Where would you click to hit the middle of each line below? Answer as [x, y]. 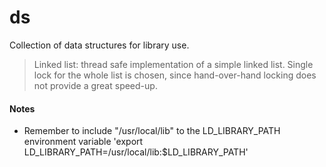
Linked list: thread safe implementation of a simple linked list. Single [173, 64]
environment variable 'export [83, 142]
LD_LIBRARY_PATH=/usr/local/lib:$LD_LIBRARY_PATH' [136, 152]
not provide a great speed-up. [95, 85]
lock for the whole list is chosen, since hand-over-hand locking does [175, 75]
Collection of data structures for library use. [99, 45]
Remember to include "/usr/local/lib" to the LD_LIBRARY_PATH [152, 131]
